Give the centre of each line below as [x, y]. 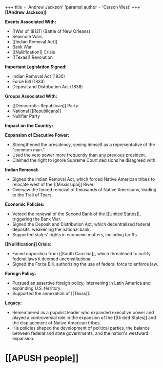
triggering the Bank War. [37, 219]
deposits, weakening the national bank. [51, 229]
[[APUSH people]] [42, 358]
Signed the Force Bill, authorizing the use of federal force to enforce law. [85, 264]
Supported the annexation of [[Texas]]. [51, 293]
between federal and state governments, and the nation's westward [80, 333]
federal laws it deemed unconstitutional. [52, 259]
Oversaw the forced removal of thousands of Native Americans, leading [84, 190]
